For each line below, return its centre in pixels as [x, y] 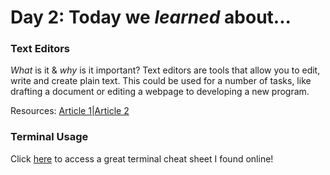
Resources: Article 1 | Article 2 [70, 111]
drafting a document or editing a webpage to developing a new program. [160, 92]
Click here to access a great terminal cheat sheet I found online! [142, 158]
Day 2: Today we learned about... [151, 17]
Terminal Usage [49, 137]
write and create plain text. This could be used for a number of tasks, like [161, 81]
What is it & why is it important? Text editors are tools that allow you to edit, [165, 70]
